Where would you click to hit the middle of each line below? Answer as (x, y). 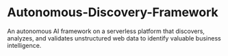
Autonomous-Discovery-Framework (113, 12)
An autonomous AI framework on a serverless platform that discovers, (106, 31)
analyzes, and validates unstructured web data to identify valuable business (114, 38)
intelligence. (24, 45)
